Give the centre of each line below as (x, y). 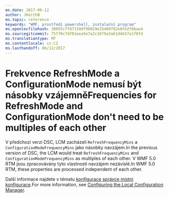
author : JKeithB (23, 15)
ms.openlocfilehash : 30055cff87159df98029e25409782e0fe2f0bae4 (74, 29)
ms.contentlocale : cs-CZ (32, 43)
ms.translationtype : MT (31, 39)
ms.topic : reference (27, 19)
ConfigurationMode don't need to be (84, 117)
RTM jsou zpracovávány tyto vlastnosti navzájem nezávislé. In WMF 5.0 (80, 164)
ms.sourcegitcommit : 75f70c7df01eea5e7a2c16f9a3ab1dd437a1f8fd (74, 34)
